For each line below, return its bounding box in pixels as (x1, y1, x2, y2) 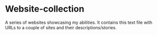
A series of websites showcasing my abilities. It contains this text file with (5, 19, 153, 25)
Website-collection (5, 3, 84, 15)
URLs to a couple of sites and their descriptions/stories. (5, 24, 117, 30)
